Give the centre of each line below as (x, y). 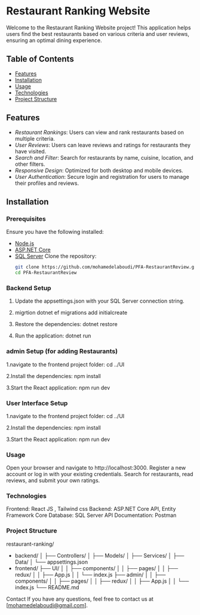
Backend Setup (29, 288)
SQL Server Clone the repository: (56, 256)
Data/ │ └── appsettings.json (51, 562)
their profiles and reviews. (47, 183)
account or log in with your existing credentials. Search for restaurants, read (100, 474)
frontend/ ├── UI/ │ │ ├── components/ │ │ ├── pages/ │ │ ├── (96, 568)
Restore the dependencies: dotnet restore (66, 324)
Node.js (24, 243)
